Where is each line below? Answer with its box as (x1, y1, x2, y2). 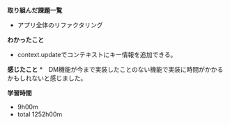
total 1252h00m (17, 110, 63, 118)
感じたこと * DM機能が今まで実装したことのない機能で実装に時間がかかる (7, 65, 224, 73)
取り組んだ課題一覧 (7, 6, 63, 14)
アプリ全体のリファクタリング (17, 21, 103, 29)
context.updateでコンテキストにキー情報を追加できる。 (17, 51, 177, 59)
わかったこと (7, 36, 44, 44)
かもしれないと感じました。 (7, 74, 87, 82)
